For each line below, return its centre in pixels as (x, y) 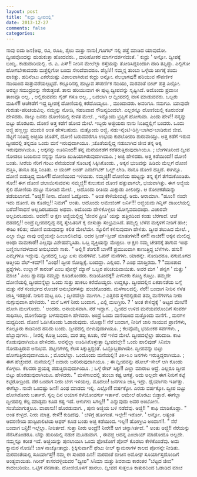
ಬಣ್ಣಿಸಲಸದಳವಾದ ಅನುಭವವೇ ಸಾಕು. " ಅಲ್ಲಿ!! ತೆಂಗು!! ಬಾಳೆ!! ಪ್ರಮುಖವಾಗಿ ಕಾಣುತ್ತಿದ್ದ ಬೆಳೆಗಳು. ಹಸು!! (94, 249)
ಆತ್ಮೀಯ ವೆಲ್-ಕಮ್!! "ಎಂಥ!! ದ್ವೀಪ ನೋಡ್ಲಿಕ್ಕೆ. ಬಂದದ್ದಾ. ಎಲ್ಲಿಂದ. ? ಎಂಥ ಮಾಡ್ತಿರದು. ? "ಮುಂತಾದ (94, 262)
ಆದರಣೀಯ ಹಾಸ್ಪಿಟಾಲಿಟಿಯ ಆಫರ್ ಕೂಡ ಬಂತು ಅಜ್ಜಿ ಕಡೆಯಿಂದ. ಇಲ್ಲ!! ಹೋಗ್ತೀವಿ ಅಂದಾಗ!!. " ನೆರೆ (92, 421)
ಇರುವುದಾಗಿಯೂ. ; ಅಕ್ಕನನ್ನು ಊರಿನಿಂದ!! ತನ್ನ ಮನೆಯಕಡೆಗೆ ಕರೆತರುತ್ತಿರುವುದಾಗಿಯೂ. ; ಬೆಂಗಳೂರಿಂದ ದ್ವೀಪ (98, 150)
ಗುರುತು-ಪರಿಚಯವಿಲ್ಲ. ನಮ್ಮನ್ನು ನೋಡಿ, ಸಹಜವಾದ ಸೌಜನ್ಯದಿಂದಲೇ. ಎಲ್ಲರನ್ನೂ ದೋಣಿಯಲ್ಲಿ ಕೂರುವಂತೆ (95, 110)
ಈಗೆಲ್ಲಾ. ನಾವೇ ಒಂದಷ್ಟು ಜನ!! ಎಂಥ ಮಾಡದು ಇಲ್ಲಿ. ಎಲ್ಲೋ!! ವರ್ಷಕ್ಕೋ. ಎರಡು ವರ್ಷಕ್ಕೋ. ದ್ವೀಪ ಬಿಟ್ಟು (96, 388)
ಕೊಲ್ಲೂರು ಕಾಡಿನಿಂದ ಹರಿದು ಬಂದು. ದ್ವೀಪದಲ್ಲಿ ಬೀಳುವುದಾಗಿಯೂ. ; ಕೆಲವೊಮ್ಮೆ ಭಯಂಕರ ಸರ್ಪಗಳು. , (93, 329)
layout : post (22, 11)
